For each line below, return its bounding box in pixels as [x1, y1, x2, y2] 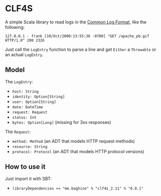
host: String [12, 89, 39, 94]
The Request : [5, 129, 31, 135]
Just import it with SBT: [5, 176, 52, 181]
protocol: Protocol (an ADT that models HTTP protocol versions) [12, 148, 145, 154]
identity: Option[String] [12, 94, 65, 99]
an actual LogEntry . [5, 52, 44, 58]
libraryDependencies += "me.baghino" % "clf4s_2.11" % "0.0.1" [12, 186, 144, 191]
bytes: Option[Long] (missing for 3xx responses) [12, 119, 111, 125]
